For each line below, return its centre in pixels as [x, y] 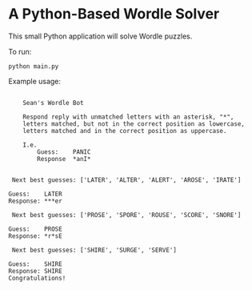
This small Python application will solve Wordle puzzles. [100, 36]
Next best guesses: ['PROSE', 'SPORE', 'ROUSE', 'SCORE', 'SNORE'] [126, 215]
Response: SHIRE [35, 271]
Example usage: [35, 81]
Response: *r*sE [35, 236]
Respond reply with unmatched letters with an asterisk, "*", [128, 117]
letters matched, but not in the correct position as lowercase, [134, 124]
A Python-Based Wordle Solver [114, 14]
